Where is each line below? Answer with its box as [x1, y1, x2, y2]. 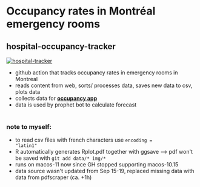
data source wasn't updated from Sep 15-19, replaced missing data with [15, 168, 195, 175]
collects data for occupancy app [15, 95, 98, 102]
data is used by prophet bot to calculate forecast [15, 101, 137, 108]
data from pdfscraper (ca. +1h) [15, 174, 92, 181]
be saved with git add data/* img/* [15, 154, 106, 162]
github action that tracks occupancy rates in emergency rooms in [15, 69, 178, 76]
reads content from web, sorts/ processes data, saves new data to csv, [15, 82, 193, 89]
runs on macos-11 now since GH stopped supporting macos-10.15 [15, 161, 179, 168]
